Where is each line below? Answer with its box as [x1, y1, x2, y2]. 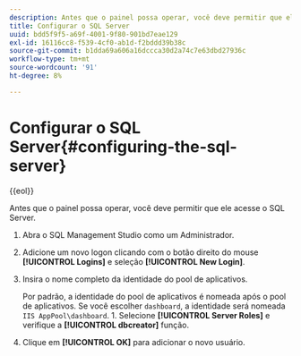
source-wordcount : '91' [9, 64, 99, 72]
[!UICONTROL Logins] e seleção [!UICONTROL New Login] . [21, 256, 245, 267]
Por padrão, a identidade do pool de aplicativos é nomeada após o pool [21, 291, 287, 301]
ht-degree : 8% [9, 72, 63, 81]
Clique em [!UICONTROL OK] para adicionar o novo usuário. [21, 336, 246, 347]
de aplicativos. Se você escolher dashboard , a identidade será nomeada [21, 301, 286, 311]
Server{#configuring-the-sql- [9, 136, 237, 157]
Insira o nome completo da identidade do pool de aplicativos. [21, 274, 248, 284]
